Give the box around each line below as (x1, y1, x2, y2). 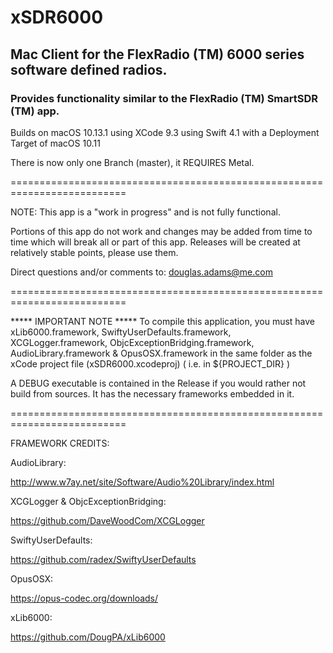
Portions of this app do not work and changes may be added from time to (10, 225, 313, 237)
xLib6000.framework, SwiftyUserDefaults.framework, (10, 326, 232, 338)
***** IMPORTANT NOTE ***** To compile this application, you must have (10, 315, 316, 327)
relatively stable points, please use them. (10, 246, 179, 258)
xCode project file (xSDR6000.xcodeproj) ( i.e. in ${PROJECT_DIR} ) (10, 357, 291, 370)
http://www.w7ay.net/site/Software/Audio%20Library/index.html (10, 476, 275, 488)
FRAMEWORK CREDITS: (10, 437, 110, 449)
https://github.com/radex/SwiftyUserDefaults (10, 553, 197, 565)
